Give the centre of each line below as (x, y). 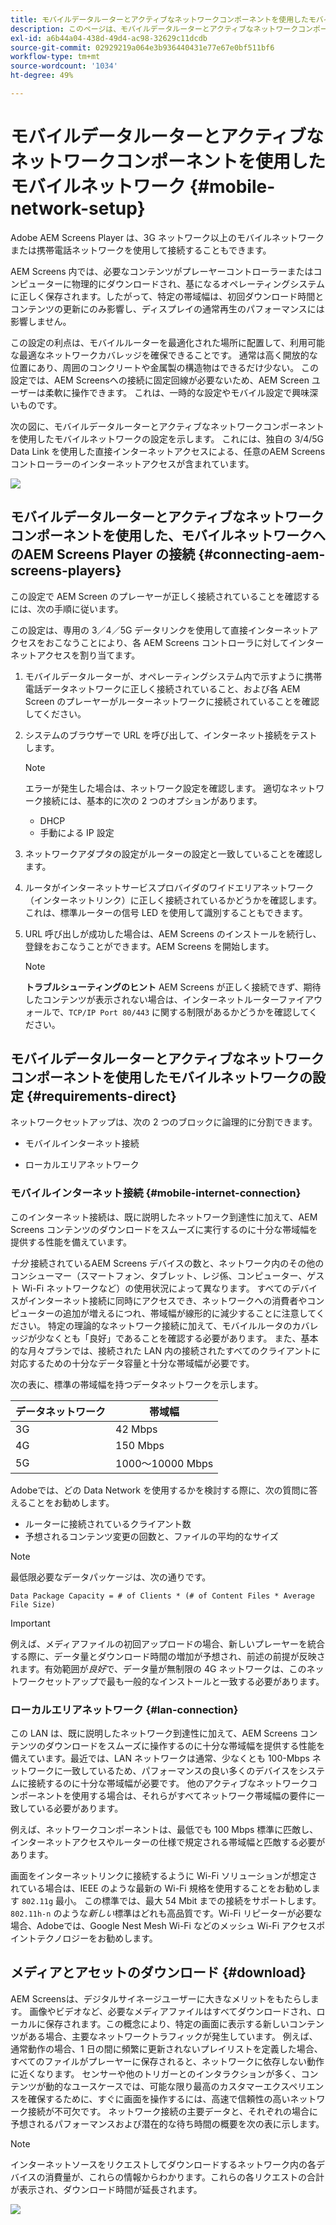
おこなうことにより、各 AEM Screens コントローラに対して (167, 642)
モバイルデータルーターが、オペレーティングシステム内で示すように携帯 (173, 676)
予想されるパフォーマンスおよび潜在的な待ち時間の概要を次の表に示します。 (167, 2123)
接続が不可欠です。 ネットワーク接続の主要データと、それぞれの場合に (172, 2111)
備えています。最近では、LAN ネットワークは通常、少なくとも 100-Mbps (160, 1758)
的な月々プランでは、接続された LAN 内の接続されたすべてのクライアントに (165, 1350)
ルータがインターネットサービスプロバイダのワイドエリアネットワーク (169, 887)
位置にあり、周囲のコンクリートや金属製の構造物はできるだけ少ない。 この (165, 367)
